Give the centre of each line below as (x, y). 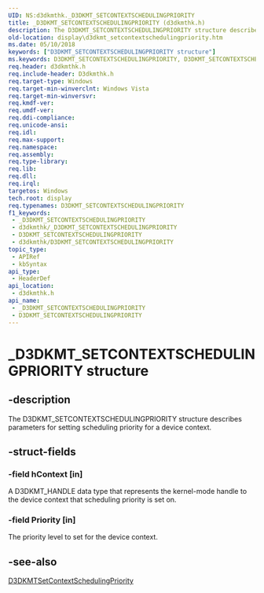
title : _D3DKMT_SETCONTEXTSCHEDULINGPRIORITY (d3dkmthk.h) (107, 23)
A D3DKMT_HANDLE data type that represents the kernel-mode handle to (128, 492)
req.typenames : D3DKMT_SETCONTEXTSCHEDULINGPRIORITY (96, 205)
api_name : (24, 300)
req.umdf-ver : (31, 111)
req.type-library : (38, 162)
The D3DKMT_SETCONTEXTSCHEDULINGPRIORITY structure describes (125, 418)
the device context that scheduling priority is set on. (92, 499)
